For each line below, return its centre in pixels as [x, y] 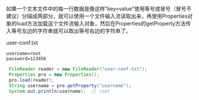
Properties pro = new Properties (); [54, 75]
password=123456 [26, 59]
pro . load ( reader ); [31, 80]
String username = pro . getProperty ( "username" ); [70, 86]
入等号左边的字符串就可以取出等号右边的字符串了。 [69, 31]
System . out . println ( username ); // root [59, 91]
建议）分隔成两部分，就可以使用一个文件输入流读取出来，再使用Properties [97, 16]
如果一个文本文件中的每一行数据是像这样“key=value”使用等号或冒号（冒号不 [99, 9]
